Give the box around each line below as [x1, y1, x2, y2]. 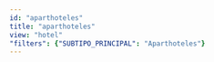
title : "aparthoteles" [9, 22, 96, 31]
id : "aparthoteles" [9, 13, 84, 23]
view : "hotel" [9, 30, 64, 39]
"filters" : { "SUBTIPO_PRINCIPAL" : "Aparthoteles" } [9, 38, 206, 48]
